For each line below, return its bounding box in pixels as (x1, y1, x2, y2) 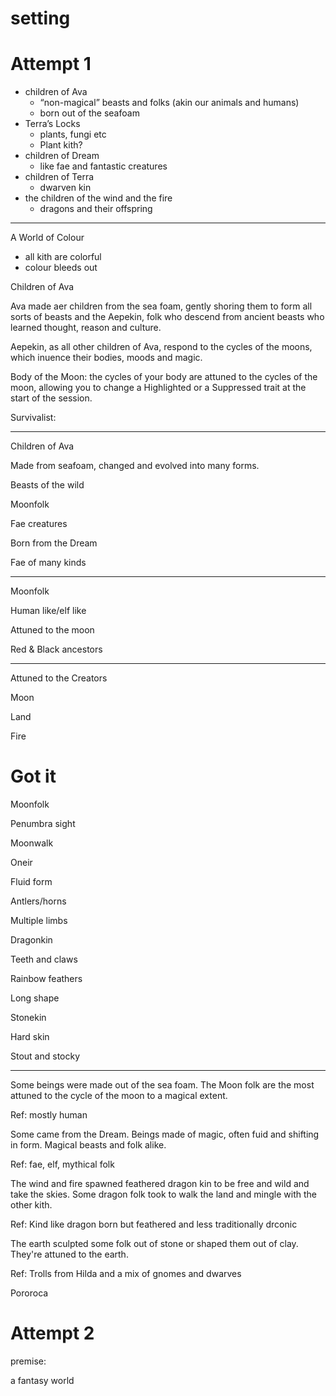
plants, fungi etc (39, 128, 107, 141)
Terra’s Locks (24, 118, 81, 130)
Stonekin (10, 1012, 47, 1024)
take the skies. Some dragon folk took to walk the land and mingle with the (10, 1188, 317, 1201)
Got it (10, 765, 57, 788)
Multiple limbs (10, 915, 68, 927)
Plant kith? (39, 139, 83, 151)
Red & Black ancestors (10, 643, 103, 656)
